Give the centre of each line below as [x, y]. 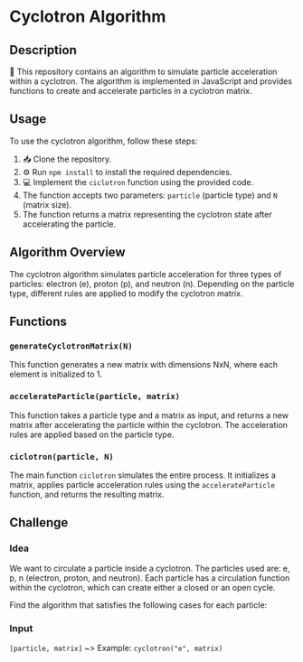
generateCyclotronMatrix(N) [71, 346]
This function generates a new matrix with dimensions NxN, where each [144, 365]
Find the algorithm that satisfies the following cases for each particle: [138, 605]
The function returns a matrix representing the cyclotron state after [147, 214]
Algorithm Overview [67, 252]
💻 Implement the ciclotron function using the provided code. [138, 182]
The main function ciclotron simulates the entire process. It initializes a [142, 475]
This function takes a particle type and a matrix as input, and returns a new [149, 415]
